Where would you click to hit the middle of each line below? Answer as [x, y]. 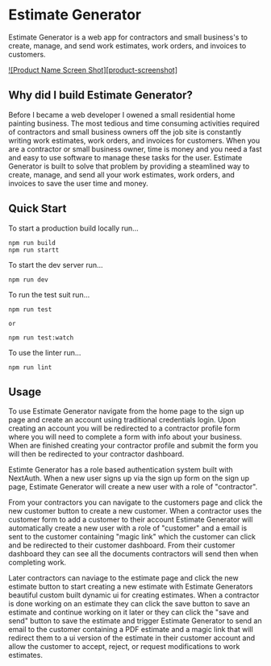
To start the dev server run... [56, 264]
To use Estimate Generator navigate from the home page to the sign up [126, 411]
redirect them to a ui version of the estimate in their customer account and [132, 638]
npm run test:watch [41, 337]
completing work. [38, 563]
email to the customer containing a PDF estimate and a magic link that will [131, 630]
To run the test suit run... [49, 294]
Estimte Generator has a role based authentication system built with [121, 470]
